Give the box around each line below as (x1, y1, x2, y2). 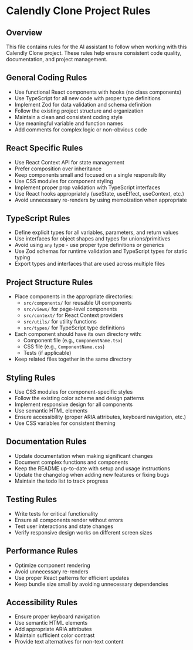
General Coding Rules (6, 72, 87, 83)
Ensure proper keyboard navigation (14, 613, 100, 620)
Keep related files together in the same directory (14, 355, 132, 363)
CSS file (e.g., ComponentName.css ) (23, 343, 105, 350)
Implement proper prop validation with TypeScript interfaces (14, 184, 161, 191)
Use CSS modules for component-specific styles (14, 388, 133, 395)
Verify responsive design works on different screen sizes (14, 529, 153, 536)
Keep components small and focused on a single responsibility (14, 171, 166, 178)
